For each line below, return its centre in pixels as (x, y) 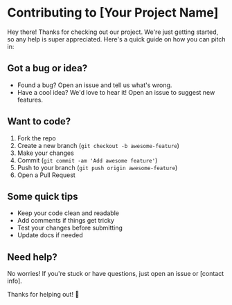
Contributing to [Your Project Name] (113, 13)
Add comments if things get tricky (65, 221)
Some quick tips (43, 196)
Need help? (32, 257)
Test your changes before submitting (70, 228)
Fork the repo (37, 138)
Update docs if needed (50, 235)
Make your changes (45, 153)
